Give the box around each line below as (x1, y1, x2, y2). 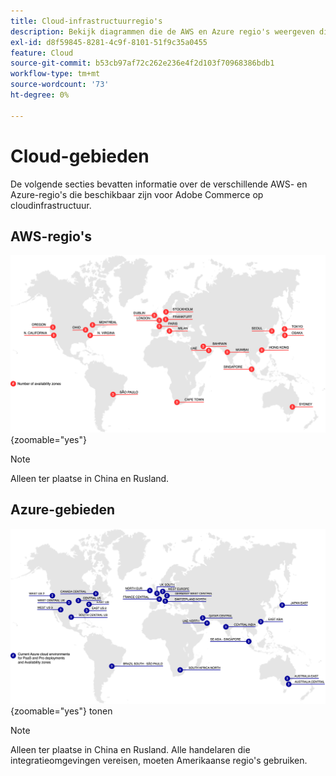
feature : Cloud (10, 48, 74, 58)
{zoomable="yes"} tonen (10, 705, 113, 717)
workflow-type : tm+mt (10, 69, 101, 79)
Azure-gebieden (10, 501, 116, 519)
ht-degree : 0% (10, 90, 70, 100)
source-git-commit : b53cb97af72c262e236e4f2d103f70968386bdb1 (10, 58, 275, 69)
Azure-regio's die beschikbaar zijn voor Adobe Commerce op (10, 188, 264, 200)
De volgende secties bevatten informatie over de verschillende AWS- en (10, 178, 308, 190)
